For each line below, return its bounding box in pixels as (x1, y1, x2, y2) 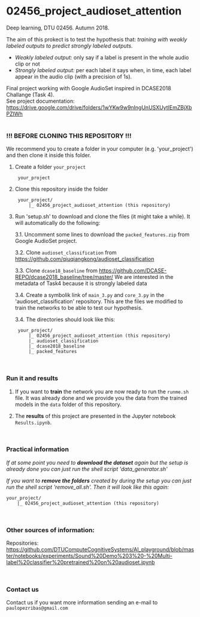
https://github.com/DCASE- (98, 267, 167, 274)
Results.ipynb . (14, 419, 52, 426)
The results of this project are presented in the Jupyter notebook (14, 412, 176, 419)
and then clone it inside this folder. (6, 152, 92, 159)
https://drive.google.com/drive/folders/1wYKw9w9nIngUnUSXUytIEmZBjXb (6, 103, 192, 111)
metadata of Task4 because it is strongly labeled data (14, 280, 148, 287)
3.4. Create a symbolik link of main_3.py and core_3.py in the (14, 292, 165, 299)
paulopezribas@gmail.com (6, 606, 68, 612)
